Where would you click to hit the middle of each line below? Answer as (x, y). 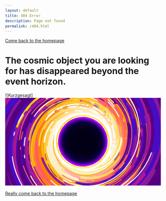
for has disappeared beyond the (72, 71)
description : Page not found (35, 21)
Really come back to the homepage (41, 193)
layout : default (22, 10)
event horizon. (36, 82)
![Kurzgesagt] (19, 95)
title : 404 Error (23, 16)
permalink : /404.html (27, 26)
